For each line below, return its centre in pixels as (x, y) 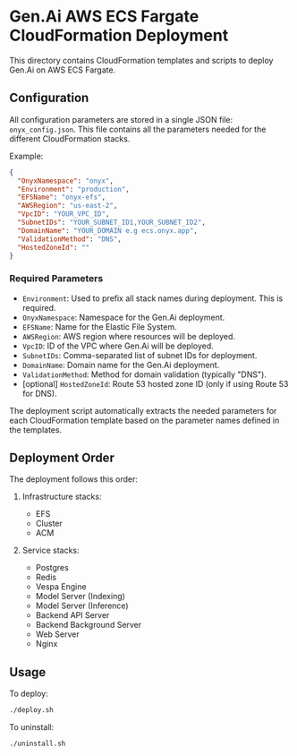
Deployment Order (62, 458)
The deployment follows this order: (74, 479)
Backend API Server (72, 615)
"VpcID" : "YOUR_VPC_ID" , (64, 214)
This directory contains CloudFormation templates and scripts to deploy (141, 60)
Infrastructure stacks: (62, 497)
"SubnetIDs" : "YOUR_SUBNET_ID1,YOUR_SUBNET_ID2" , (111, 222)
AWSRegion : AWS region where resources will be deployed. (128, 336)
